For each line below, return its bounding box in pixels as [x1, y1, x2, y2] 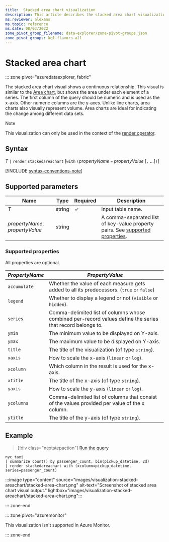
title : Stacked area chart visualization [5, 7, 96, 13]
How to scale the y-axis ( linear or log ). [48, 385, 143, 392]
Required [74, 197, 97, 204]
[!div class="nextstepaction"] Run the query [17, 445, 109, 451]
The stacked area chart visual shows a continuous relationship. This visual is [5, 84, 164, 90]
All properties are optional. [5, 259, 60, 265]
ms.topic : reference [5, 21, 49, 27]
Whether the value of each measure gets [48, 280, 145, 287]
